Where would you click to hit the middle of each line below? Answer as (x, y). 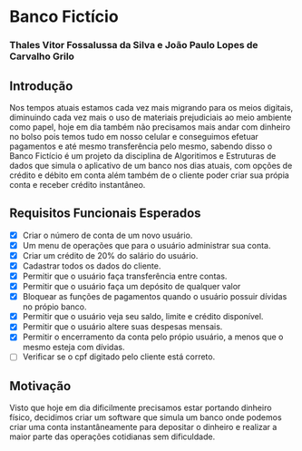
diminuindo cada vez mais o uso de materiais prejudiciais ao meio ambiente (151, 117)
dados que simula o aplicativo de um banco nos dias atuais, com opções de (151, 165)
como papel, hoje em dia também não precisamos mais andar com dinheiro (150, 127)
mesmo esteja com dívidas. (73, 348)
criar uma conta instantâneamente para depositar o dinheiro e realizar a (143, 427)
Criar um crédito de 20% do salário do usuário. (110, 255)
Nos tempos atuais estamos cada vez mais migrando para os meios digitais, (151, 107)
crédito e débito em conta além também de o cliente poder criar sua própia (150, 175)
